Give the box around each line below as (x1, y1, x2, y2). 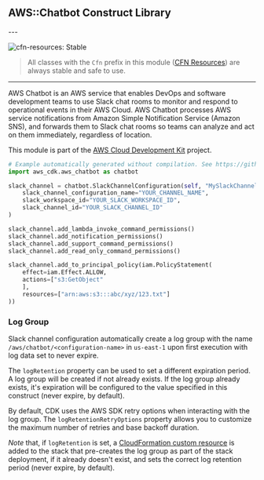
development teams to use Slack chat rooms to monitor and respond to (8, 96, 238, 106)
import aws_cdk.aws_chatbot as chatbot (8, 168, 139, 176)
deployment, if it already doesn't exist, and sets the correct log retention (8, 454, 242, 464)
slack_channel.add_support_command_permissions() (8, 239, 174, 248)
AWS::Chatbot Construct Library (8, 6, 171, 20)
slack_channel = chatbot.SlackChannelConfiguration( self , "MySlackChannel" (8, 182, 262, 190)
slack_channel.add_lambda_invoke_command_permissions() (8, 225, 195, 233)
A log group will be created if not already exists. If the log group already (8, 374, 240, 384)
